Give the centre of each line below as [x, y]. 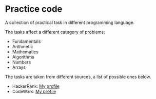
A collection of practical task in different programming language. [70, 22]
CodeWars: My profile [34, 91]
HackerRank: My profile [36, 86]
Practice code [34, 9]
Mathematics [25, 52]
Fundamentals [26, 41]
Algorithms [23, 57]
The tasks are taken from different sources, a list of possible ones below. [78, 77]
